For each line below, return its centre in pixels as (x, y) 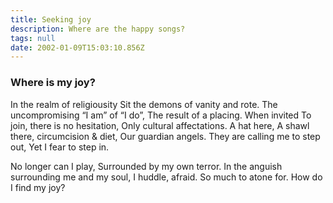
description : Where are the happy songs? (98, 29)
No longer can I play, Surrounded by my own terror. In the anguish (146, 166)
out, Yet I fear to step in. (60, 147)
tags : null (33, 38)
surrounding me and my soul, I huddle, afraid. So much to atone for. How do (166, 177)
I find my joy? (38, 187)
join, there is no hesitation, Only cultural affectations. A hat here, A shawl (160, 125)
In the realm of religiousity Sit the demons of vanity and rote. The (144, 104)
